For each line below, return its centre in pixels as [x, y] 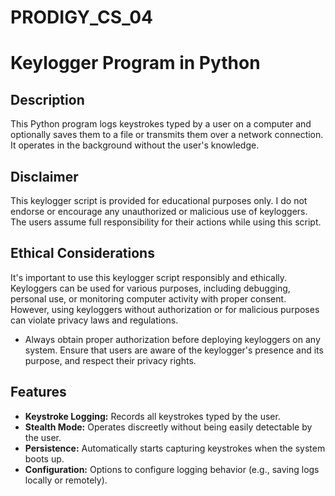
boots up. [44, 458]
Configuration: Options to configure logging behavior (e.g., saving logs [172, 469]
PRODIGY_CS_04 [82, 17]
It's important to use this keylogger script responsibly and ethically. [149, 277]
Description [47, 99]
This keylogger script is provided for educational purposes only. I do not [159, 200]
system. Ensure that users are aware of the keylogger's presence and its [174, 350]
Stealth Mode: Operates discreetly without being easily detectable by [168, 427]
